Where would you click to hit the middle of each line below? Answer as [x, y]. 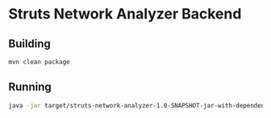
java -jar [25, 105]
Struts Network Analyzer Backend [125, 14]
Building [29, 44]
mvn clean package [39, 62]
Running [30, 87]
